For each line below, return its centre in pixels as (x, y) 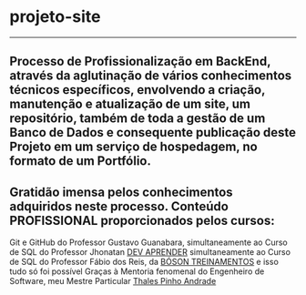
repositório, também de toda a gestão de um (138, 119)
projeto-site (55, 17)
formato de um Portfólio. (81, 161)
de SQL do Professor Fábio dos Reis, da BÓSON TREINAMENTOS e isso (144, 262)
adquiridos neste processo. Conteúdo (119, 206)
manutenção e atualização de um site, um (130, 104)
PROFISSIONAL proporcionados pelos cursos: (142, 220)
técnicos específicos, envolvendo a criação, (138, 90)
